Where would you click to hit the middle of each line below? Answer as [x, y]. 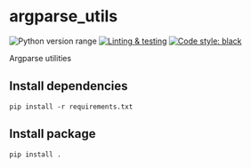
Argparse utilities [40, 58]
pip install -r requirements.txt [71, 107]
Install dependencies [69, 86]
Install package [53, 134]
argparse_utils [64, 16]
